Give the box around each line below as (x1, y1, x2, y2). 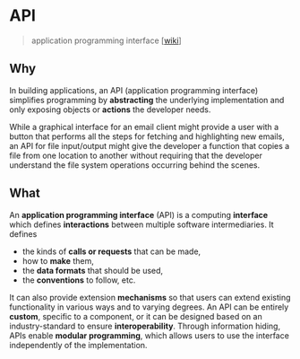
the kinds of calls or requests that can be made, (21, 246, 201, 257)
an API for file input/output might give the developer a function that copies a (9, 140, 290, 151)
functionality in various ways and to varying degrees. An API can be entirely (9, 302, 289, 312)
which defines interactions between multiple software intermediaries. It (9, 219, 275, 230)
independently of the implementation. (9, 339, 148, 350)
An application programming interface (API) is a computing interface (9, 209, 269, 220)
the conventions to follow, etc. (21, 275, 136, 285)
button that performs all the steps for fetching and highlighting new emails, (9, 131, 285, 142)
